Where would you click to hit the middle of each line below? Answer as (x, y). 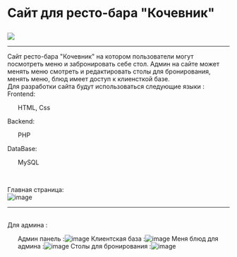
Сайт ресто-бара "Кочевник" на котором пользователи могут (101, 56)
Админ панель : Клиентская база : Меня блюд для (118, 239)
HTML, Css (34, 108)
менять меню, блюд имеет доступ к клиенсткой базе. (89, 79)
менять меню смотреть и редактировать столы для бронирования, (109, 71)
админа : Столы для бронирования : (84, 246)
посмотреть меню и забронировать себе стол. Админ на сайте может (114, 64)
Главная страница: (36, 190)
